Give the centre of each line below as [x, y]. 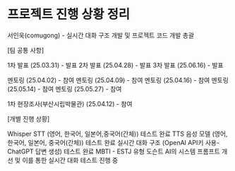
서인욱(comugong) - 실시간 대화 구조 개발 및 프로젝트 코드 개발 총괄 [101, 35]
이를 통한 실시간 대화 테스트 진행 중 [70, 160]
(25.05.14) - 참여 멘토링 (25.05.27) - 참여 [65, 89]
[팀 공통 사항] [26, 50]
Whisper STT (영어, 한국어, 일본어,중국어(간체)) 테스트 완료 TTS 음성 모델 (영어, [117, 134]
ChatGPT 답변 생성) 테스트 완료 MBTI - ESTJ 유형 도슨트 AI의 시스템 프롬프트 [114, 151]
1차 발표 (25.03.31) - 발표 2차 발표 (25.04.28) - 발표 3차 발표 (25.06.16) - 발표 [115, 65]
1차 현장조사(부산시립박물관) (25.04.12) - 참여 [70, 103]
